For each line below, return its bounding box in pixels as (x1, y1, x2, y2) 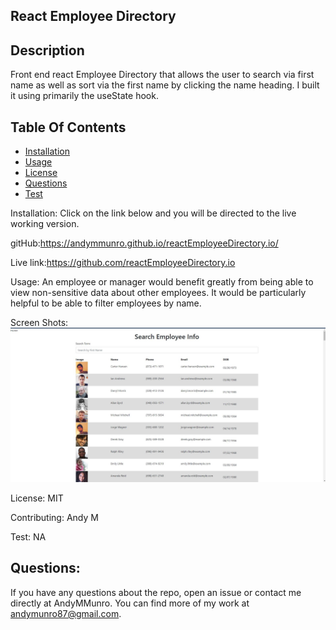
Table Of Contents (10, 119, 127, 136)
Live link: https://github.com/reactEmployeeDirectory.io (10, 257, 236, 269)
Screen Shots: (10, 317, 69, 329)
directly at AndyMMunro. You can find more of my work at (10, 597, 250, 609)
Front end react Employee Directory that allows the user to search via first (10, 69, 315, 81)
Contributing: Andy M (10, 512, 99, 524)
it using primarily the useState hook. (10, 90, 159, 102)
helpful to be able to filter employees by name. (10, 297, 202, 309)
